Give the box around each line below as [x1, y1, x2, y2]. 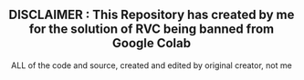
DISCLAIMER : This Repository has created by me [8, 7, 295, 23]
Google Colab [111, 35, 192, 51]
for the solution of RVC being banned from [28, 22, 275, 37]
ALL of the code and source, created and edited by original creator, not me [11, 59, 292, 71]
